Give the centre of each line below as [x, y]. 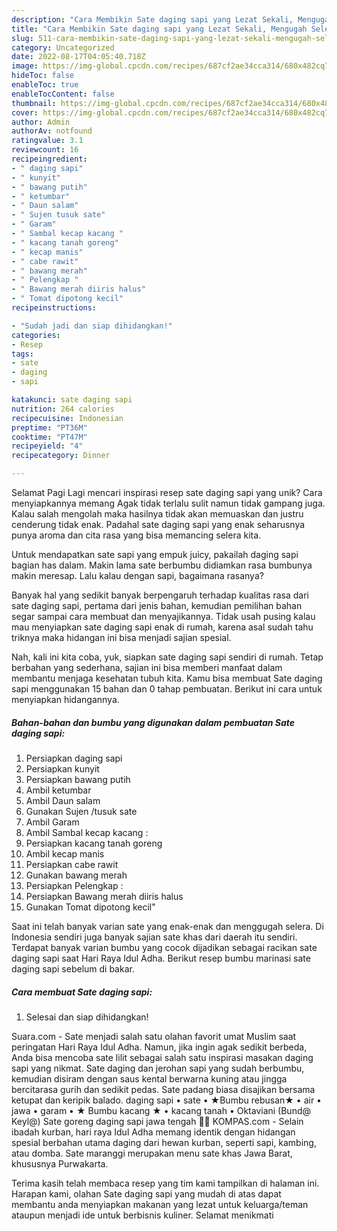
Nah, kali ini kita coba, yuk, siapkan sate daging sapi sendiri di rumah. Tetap [167, 657]
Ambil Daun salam [63, 800]
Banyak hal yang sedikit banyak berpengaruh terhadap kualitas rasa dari [160, 595]
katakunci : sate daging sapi [72, 400]
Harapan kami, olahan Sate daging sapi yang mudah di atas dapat [146, 1193]
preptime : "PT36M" [49, 427]
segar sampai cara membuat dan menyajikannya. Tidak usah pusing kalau [163, 616]
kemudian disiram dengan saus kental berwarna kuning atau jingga [149, 1078]
